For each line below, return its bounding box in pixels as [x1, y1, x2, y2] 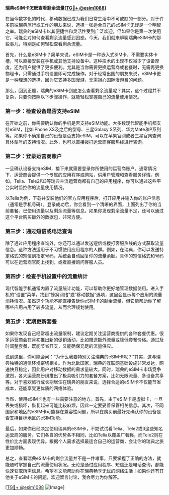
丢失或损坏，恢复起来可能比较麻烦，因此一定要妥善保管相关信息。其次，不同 [5, 402, 164, 408]
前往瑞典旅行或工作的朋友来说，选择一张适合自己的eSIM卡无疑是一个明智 [9, 22, 161, 28]
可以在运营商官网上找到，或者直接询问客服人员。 [5, 259, 107, 265]
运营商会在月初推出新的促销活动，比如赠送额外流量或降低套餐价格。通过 [9, 337, 159, 343]
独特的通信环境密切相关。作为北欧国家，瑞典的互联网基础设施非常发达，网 [9, 360, 164, 366]
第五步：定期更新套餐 [5, 318, 57, 325]
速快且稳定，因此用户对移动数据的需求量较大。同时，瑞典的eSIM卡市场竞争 [5, 366, 161, 372]
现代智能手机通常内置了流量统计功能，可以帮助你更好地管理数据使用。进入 [5, 285, 159, 292]
